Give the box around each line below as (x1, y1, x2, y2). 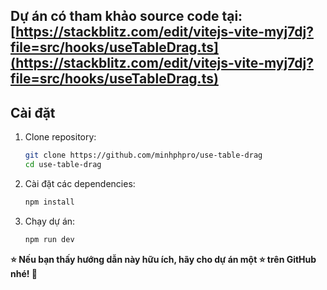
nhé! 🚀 (10, 267, 38, 279)
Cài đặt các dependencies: (24, 177, 136, 189)
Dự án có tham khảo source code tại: (10, 8, 243, 25)
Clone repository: (24, 131, 97, 143)
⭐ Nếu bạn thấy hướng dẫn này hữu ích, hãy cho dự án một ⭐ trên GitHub (10, 253, 317, 265)
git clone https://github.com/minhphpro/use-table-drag (24, 150, 263, 161)
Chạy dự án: (24, 215, 76, 227)
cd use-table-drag (24, 160, 102, 170)
